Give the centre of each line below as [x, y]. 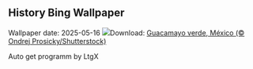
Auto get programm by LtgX [53, 56]
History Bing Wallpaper [66, 13]
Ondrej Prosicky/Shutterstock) [57, 41]
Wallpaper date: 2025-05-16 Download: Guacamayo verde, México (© [126, 33]
